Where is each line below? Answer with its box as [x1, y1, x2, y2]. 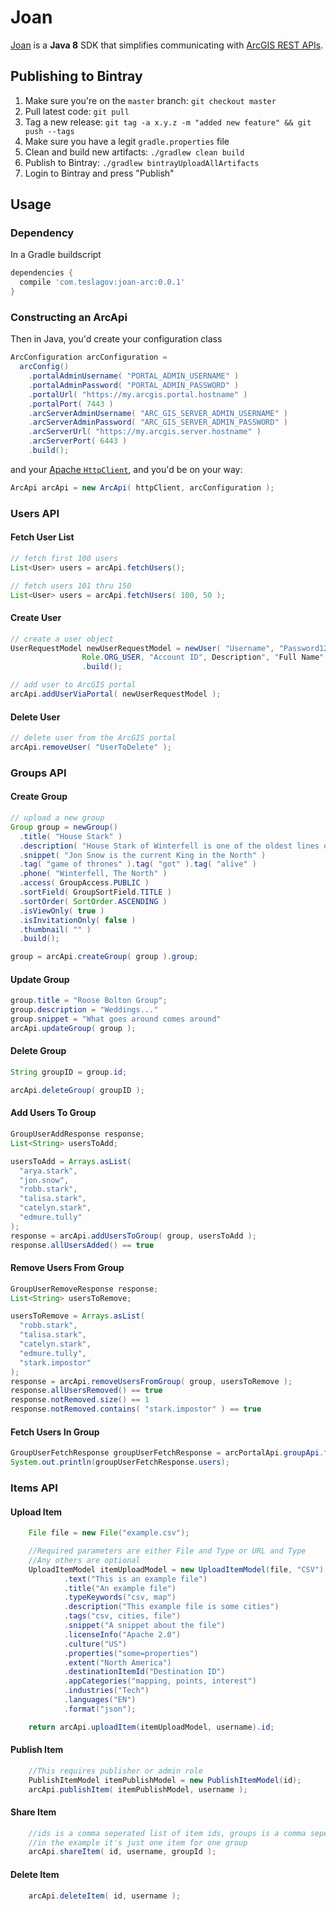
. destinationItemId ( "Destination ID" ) [63, 1667, 226, 1677]
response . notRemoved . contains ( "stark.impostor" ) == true [10, 1404, 262, 1415]
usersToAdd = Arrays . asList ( [10, 1156, 132, 1166]
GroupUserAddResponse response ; [10, 1129, 145, 1139]
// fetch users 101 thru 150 [10, 581, 132, 591]
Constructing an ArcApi [10, 310, 128, 324]
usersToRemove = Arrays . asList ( [10, 1311, 145, 1321]
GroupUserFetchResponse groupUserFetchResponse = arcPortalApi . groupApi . [10, 1448, 325, 1458]
